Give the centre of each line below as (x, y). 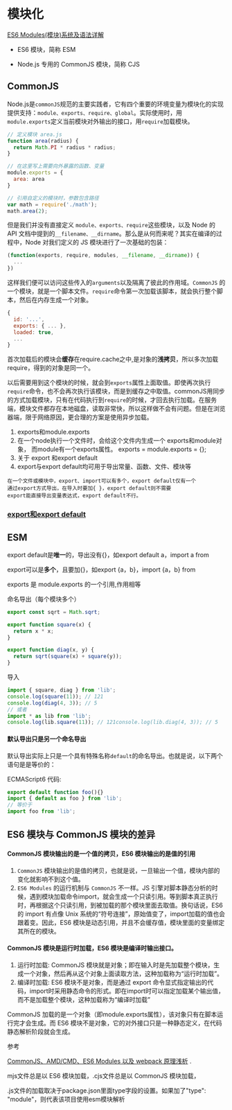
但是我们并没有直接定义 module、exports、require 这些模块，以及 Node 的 (111, 225)
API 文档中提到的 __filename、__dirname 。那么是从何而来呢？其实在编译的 (112, 234)
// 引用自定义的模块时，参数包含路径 (53, 198)
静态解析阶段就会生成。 (41, 1031)
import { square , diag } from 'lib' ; (62, 690)
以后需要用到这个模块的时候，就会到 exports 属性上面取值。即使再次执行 (109, 382)
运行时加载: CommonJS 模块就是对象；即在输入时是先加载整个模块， (115, 964)
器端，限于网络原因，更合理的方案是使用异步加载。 (80, 417)
